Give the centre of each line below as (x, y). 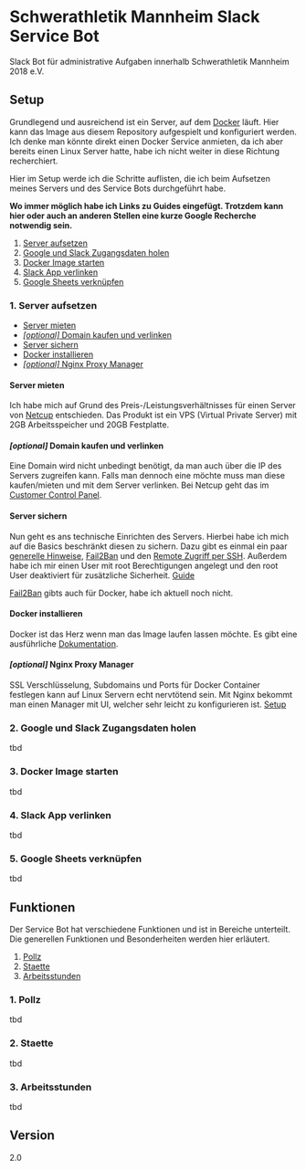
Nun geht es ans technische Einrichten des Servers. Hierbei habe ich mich (149, 536)
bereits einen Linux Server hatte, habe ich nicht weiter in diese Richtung (145, 151)
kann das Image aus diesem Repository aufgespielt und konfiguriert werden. (153, 132)
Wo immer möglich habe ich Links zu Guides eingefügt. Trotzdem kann (147, 206)
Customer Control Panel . (56, 495)
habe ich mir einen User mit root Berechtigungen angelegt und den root (144, 565)
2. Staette (32, 1043)
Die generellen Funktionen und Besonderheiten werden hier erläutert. (140, 939)
